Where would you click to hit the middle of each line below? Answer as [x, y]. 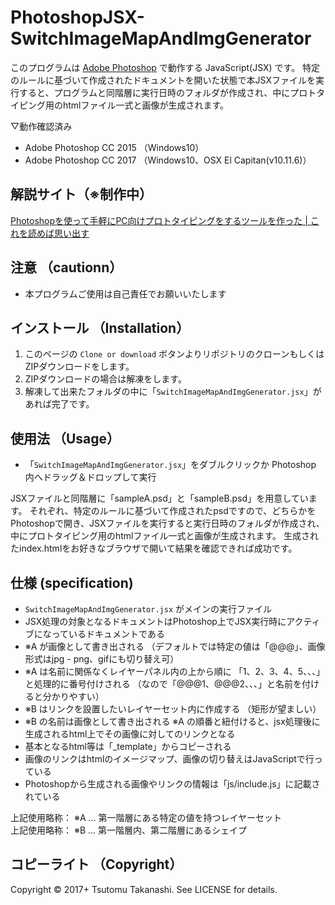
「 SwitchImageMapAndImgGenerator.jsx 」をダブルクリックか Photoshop [170, 465]
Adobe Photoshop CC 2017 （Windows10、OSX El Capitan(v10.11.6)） [168, 160]
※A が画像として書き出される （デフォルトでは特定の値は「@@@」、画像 [175, 646]
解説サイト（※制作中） [81, 194]
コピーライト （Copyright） [96, 864]
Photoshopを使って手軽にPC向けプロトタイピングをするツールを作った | [159, 220]
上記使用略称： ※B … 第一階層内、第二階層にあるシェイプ [129, 830]
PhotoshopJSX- [77, 17]
